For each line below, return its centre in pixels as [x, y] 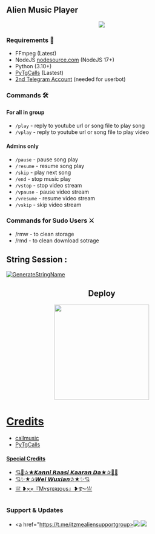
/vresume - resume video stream [55, 198]
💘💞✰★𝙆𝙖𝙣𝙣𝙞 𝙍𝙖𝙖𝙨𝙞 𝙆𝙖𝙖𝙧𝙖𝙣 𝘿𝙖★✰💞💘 [66, 472]
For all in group [25, 112]
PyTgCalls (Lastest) [39, 73]
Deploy [102, 293]
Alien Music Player [42, 10]
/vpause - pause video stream [52, 192]
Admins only [23, 146]
